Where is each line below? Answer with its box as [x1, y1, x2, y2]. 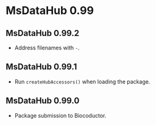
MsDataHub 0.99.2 [5, 28, 80, 38]
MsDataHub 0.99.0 [5, 96, 80, 106]
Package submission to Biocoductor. [14, 112, 107, 119]
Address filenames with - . [14, 44, 80, 51]
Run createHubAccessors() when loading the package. [14, 77, 151, 85]
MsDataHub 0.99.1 [5, 62, 77, 72]
